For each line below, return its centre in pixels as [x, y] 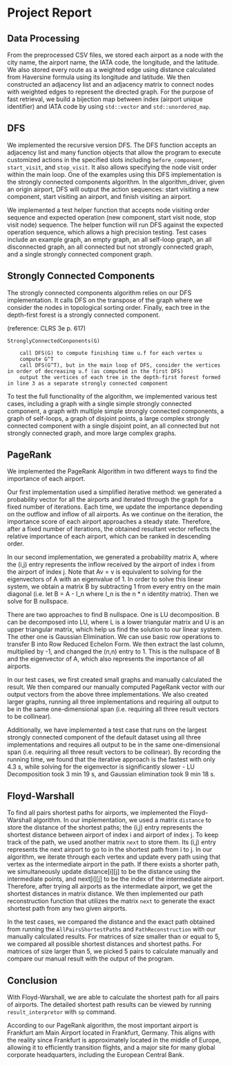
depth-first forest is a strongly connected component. [84, 315]
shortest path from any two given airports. [67, 909]
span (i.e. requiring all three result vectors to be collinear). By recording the [114, 752]
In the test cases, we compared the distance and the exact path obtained [111, 922]
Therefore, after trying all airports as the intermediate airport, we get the [110, 886]
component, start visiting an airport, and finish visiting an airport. [99, 196]
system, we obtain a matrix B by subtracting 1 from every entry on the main [114, 586]
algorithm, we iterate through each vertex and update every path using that [114, 857]
